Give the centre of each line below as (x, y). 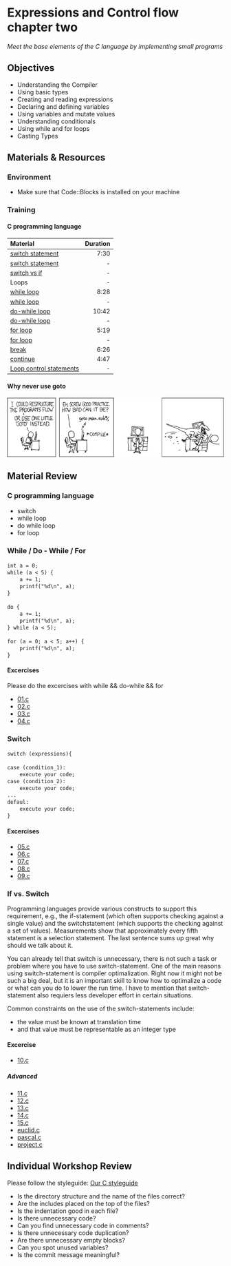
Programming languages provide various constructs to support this (102, 909)
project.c (30, 1145)
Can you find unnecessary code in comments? (83, 1225)
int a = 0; (23, 565)
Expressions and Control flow (93, 13)
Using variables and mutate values (66, 114)
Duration (98, 244)
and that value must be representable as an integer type (97, 1029)
